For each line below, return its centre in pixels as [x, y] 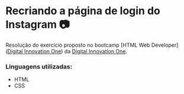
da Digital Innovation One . [96, 51]
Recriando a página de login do [83, 11]
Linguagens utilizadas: [39, 66]
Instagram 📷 [38, 25]
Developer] [165, 45]
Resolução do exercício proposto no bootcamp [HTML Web [78, 45]
